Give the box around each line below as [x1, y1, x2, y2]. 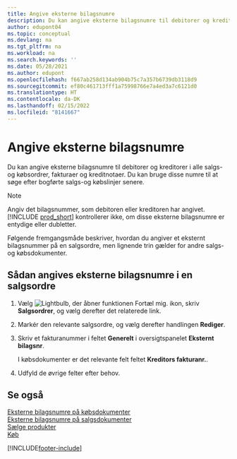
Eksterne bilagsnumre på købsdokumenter [7, 407, 130, 417]
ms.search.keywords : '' [7, 56, 78, 64]
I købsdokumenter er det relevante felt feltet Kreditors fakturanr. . [17, 354, 209, 364]
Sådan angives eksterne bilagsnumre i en [7, 269, 193, 281]
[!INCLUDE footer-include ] [7, 444, 83, 453]
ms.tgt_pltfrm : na [7, 43, 61, 50]
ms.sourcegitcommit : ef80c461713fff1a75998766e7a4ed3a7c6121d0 [7, 83, 197, 90]
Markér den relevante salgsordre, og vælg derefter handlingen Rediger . [17, 320, 226, 328]
